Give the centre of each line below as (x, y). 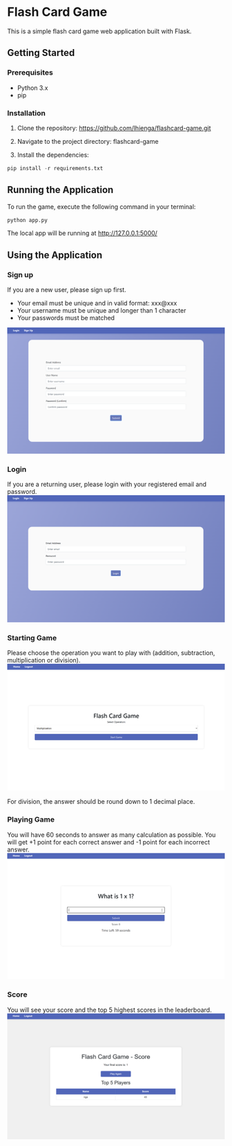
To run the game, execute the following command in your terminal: (101, 206)
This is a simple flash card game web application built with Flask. (99, 31)
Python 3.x (32, 88)
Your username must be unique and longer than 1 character (101, 311)
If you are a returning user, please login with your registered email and (107, 484)
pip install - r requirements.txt (55, 168)
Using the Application (55, 255)
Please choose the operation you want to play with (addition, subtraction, (111, 653)
